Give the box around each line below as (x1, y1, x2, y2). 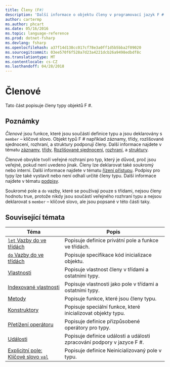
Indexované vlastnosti (8, 283, 60, 291)
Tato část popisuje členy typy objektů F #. (5, 102, 93, 109)
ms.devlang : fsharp (5, 40, 47, 46)
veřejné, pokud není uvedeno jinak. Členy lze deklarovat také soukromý (5, 161, 154, 168)
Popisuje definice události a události (64, 332, 150, 339)
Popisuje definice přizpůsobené (64, 317, 140, 324)
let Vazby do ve (8, 236, 47, 243)
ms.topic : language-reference (5, 31, 69, 36)
